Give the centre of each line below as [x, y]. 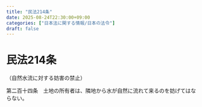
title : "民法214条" [29, 12]
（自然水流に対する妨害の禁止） [46, 78]
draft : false [23, 29]
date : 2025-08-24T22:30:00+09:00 [48, 17]
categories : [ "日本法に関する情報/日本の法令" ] [61, 23]
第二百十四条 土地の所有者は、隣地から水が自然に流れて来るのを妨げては [99, 91]
